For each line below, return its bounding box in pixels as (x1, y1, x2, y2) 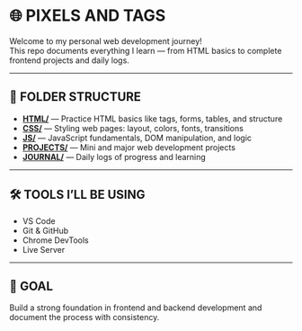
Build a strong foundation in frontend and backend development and (9, 302, 262, 313)
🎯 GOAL (9, 278, 54, 293)
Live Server (22, 244, 66, 255)
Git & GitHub (22, 225, 69, 236)
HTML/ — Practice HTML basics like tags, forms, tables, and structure (22, 113, 283, 124)
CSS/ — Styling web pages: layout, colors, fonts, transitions (22, 122, 244, 133)
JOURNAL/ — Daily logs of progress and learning (22, 151, 207, 162)
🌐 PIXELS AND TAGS (9, 5, 166, 26)
